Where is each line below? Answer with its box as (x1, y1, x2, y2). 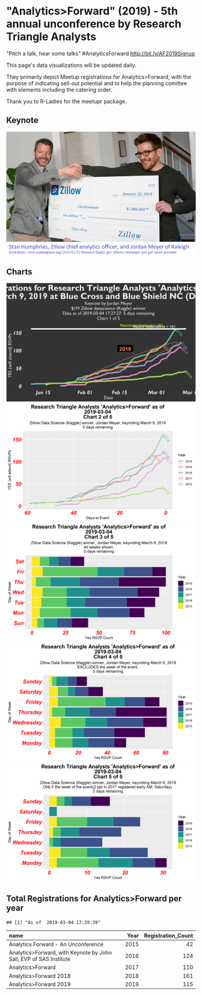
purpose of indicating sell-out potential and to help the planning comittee (6, 80, 188, 87)
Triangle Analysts (6, 30, 97, 43)
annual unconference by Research (6, 17, 182, 31)
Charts (6, 267, 33, 277)
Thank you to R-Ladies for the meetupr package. (6, 98, 127, 105)
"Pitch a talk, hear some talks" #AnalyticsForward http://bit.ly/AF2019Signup (6, 49, 195, 57)
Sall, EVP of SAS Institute (8, 955, 71, 963)
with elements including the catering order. (6, 86, 112, 93)
